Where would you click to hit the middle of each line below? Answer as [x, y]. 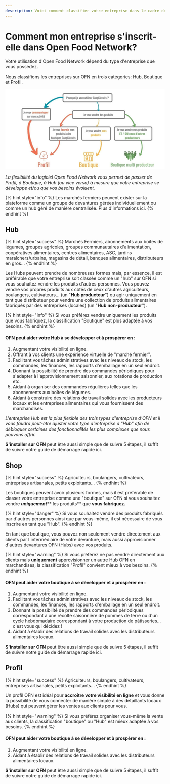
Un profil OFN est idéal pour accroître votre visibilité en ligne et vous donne [85, 695]
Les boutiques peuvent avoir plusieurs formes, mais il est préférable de [79, 493]
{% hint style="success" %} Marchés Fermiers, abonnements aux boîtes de [84, 242]
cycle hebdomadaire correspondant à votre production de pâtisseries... [87, 621]
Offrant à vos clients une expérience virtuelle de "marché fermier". [82, 354]
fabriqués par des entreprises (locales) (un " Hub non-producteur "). [76, 306]
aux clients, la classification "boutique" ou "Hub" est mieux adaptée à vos [82, 721]
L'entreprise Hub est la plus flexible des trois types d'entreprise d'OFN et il [83, 418]
